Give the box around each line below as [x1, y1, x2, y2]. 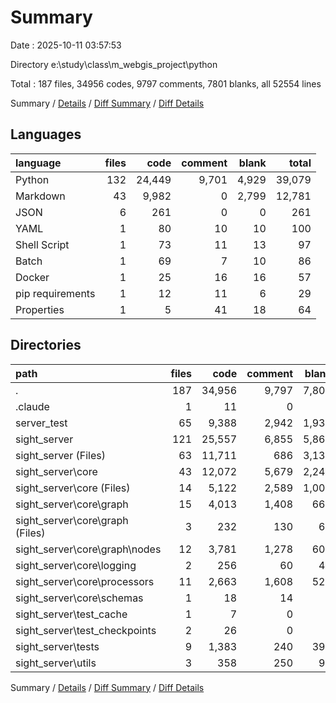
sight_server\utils [15, 656, 97, 670]
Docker [15, 270, 50, 284]
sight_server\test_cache [15, 607, 128, 621]
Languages [10, 126, 82, 143]
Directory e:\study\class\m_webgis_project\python [10, 58, 218, 70]
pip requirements [15, 286, 96, 300]
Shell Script [15, 237, 70, 251]
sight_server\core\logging [15, 558, 137, 572]
